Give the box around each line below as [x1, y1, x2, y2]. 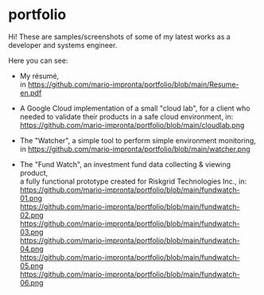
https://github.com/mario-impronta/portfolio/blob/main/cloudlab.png [19, 120, 245, 130]
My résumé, [19, 71, 60, 80]
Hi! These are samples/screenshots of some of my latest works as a [8, 32, 231, 41]
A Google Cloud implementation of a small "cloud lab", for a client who [19, 103, 250, 113]
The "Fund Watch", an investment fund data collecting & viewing [19, 159, 231, 169]
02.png [19, 210, 44, 219]
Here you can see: [8, 56, 68, 65]
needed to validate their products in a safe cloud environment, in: [19, 111, 234, 121]
